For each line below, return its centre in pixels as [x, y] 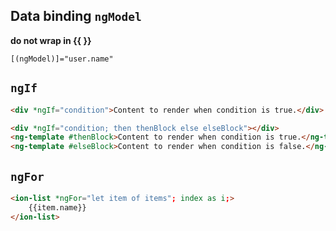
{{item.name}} [57, 207]
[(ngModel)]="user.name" [62, 59]
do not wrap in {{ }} [51, 40]
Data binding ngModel [76, 16]
